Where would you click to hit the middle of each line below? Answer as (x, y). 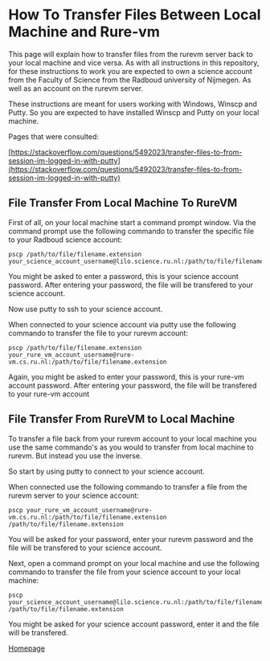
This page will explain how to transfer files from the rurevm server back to (131, 54)
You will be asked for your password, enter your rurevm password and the (131, 539)
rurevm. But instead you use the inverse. (75, 455)
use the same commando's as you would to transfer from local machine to (131, 447)
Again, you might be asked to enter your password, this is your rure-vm (127, 376)
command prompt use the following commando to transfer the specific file (131, 231)
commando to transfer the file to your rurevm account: (98, 333)
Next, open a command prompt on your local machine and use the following (134, 563)
